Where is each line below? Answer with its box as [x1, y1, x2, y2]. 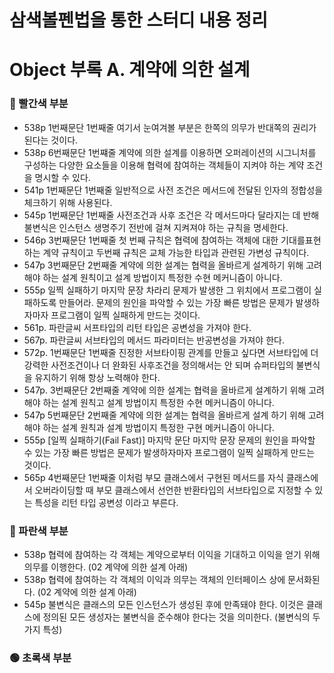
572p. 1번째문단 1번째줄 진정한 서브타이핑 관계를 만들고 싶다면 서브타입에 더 [23, 346, 319, 358]
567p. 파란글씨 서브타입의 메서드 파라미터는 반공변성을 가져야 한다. [23, 334, 285, 346]
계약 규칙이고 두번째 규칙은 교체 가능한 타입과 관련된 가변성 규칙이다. [42, 246, 310, 258]
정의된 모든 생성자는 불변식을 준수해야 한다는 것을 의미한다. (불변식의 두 [42, 611, 321, 623]
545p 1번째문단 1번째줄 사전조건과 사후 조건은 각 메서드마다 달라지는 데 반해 [23, 209, 320, 221]
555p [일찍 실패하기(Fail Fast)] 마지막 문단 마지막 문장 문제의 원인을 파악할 [23, 434, 316, 446]
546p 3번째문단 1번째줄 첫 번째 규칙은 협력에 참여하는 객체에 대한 [23, 234, 279, 246]
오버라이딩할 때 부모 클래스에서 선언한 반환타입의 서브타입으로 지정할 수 [34, 484, 313, 496]
